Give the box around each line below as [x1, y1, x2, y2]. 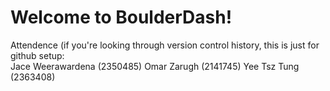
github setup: [10, 49, 65, 61]
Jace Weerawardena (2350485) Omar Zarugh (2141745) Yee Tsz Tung [10, 60, 300, 72]
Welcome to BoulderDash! [10, 6, 233, 29]
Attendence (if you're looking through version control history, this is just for [10, 39, 320, 51]
